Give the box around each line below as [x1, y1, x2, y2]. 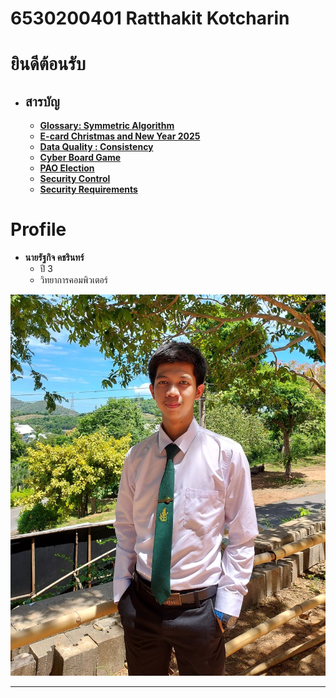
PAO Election [39, 162, 95, 174]
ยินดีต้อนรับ [10, 53, 86, 76]
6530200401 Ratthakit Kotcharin [10, 7, 290, 30]
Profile [10, 218, 67, 241]
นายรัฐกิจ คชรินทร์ [24, 252, 85, 264]
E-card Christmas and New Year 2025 [39, 130, 201, 142]
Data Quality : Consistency [39, 141, 154, 153]
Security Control [39, 173, 111, 185]
